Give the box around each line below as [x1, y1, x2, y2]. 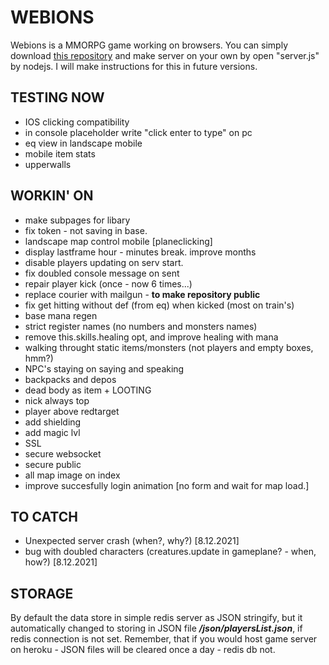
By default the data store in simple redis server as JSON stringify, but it [10, 612, 303, 624]
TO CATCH [10, 508, 78, 525]
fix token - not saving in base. [24, 224, 148, 236]
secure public [24, 458, 82, 470]
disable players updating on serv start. [24, 256, 184, 268]
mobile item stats [24, 147, 96, 160]
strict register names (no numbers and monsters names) [24, 320, 258, 332]
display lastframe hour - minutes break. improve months [24, 246, 257, 258]
